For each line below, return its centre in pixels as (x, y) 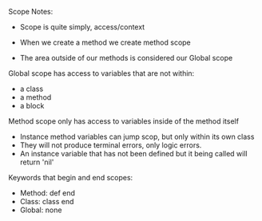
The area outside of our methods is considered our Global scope (126, 58)
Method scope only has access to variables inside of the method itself (124, 121)
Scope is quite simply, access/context (82, 27)
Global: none (41, 210)
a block (32, 106)
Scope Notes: (31, 12)
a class (32, 89)
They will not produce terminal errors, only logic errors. (111, 145)
